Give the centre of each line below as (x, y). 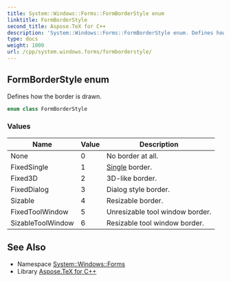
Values (19, 127)
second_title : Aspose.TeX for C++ (57, 26)
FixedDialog (30, 189)
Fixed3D (24, 178)
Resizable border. (135, 200)
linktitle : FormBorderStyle (47, 20)
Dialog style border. (138, 189)
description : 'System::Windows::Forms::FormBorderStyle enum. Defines (110, 33)
